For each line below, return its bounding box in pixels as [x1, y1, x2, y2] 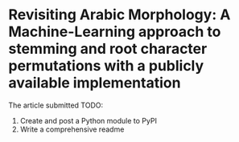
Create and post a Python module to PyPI [19, 116, 157, 125]
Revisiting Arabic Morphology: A [8, 6, 231, 24]
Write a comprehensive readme [19, 124, 125, 134]
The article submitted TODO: [8, 100, 103, 110]
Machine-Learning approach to [8, 22, 221, 41]
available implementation [8, 74, 181, 92]
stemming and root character [8, 40, 208, 58]
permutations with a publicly [8, 57, 204, 75]
